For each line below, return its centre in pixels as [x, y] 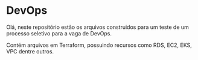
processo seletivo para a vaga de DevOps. [59, 33]
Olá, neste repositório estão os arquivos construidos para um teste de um [97, 27]
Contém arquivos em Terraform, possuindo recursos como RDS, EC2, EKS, [99, 45]
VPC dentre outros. [30, 51]
